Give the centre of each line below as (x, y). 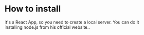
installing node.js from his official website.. (47, 27)
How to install (33, 9)
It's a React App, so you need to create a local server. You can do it (72, 22)
